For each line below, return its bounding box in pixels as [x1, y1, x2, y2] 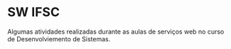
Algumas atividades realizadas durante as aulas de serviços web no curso [7, 27, 225, 36]
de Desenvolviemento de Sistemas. [7, 34, 111, 43]
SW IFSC [7, 4, 60, 20]
